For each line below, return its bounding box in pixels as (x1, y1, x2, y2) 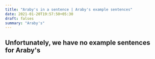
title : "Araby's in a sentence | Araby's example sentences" (5, 7, 133, 12)
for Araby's (5, 46, 41, 54)
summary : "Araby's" (5, 20, 45, 26)
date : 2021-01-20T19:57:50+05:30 (5, 12, 74, 16)
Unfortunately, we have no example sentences (5, 38, 151, 46)
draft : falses (5, 16, 34, 21)
